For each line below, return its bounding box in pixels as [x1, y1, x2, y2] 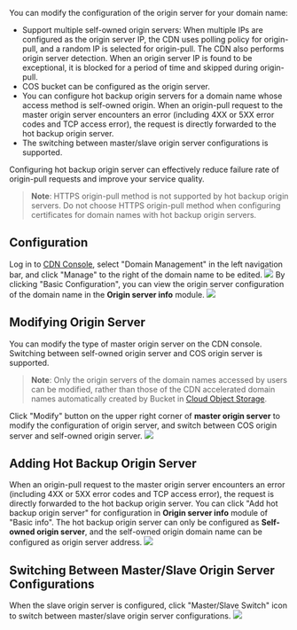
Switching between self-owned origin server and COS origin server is [9, 347, 263, 358]
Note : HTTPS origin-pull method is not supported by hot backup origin [30, 191, 289, 201]
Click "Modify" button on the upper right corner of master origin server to [9, 410, 281, 421]
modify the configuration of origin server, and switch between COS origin [9, 420, 277, 431]
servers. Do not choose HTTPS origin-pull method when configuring [30, 200, 281, 211]
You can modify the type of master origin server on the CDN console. [9, 338, 262, 349]
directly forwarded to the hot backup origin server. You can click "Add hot [9, 498, 278, 509]
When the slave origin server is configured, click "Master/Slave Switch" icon [9, 600, 288, 611]
